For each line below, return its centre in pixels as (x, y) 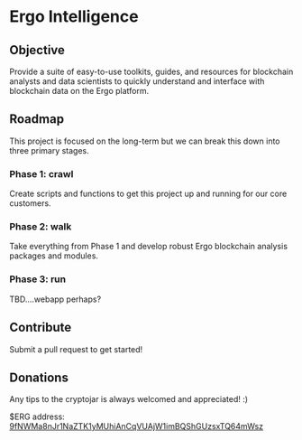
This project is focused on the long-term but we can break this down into (145, 141)
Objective (37, 50)
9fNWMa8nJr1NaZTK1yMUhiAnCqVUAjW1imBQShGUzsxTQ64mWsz (137, 426)
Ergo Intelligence (74, 17)
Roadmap (37, 119)
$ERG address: (37, 417)
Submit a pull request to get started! (76, 349)
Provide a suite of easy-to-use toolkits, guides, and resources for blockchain (151, 71)
